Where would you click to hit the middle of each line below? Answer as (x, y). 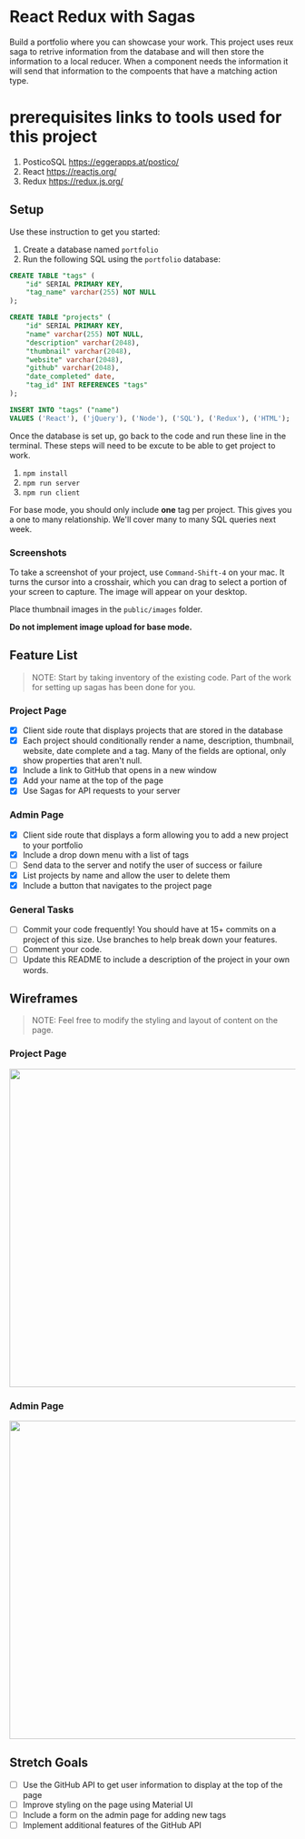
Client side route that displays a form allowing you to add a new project (155, 835)
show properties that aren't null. (82, 760)
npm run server (51, 483)
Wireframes (44, 998)
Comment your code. (62, 950)
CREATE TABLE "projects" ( (60, 317)
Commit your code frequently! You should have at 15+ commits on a (149, 930)
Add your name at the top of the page (93, 780)
